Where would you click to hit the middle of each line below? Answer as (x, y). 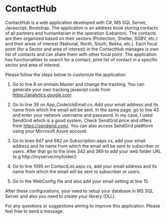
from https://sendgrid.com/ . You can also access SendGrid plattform (83, 126)
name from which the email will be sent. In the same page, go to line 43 (86, 110)
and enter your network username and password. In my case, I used (83, 115)
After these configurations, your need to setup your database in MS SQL (79, 191)
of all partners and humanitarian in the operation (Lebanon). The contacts (81, 33)
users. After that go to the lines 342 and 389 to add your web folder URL (87, 151)
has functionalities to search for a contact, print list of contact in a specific (82, 59)
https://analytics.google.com (42, 95)
